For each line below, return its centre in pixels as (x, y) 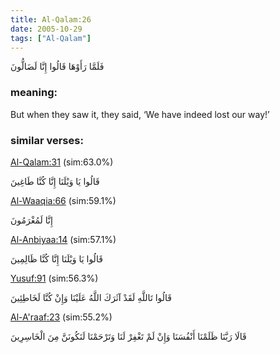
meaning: (34, 93)
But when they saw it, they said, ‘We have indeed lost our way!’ (140, 114)
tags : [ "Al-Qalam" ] (51, 38)
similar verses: (47, 140)
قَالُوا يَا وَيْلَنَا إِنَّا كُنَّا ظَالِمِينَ (56, 258)
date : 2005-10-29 (46, 29)
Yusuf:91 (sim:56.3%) (54, 278)
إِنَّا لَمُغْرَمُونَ (31, 220)
